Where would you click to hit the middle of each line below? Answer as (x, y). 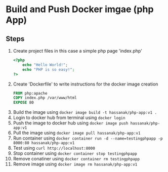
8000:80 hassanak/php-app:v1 (44, 143)
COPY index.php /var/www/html (45, 98)
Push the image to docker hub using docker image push (71, 123)
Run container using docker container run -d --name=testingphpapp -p (88, 138)
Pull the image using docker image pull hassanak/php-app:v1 (77, 133)
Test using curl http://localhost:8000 (54, 148)
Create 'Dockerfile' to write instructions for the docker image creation (86, 84)
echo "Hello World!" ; (45, 65)
